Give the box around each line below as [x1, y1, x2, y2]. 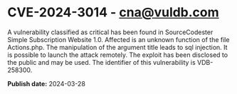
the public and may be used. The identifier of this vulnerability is [7, 58, 196, 66]
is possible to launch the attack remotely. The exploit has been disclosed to [7, 51, 228, 59]
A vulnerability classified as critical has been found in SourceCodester [7, 28, 214, 36]
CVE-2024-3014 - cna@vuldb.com [7, 4, 219, 21]
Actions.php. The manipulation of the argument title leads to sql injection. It [7, 43, 228, 51]
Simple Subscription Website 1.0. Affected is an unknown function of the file [7, 35, 230, 43]
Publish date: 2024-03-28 [7, 79, 85, 88]
